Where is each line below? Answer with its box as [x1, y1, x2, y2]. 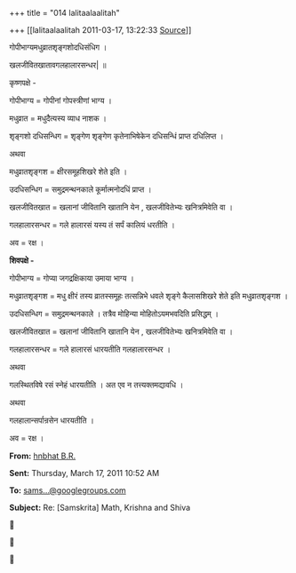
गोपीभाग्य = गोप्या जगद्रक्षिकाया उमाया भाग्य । [9, 273, 135, 283]
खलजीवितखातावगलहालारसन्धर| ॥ [9, 60, 107, 70]
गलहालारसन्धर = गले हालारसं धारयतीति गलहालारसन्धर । [9, 344, 172, 354]
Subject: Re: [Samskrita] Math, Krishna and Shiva [9, 502, 191, 513]
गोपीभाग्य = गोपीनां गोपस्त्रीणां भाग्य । [9, 95, 113, 106]
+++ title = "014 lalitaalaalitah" [9, 8, 120, 18]
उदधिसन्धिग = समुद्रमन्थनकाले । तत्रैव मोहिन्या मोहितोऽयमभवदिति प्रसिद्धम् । [9, 308, 220, 319]
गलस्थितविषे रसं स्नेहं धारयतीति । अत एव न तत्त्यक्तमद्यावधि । [9, 379, 184, 390]
